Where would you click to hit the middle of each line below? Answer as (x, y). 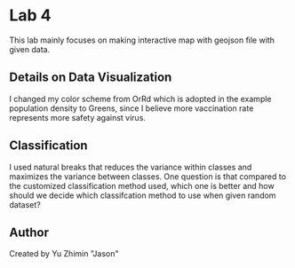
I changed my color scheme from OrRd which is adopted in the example (141, 99)
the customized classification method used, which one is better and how (142, 185)
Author (29, 232)
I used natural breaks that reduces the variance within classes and (131, 167)
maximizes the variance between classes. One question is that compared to (148, 176)
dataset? (25, 204)
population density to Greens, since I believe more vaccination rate (132, 108)
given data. (30, 49)
